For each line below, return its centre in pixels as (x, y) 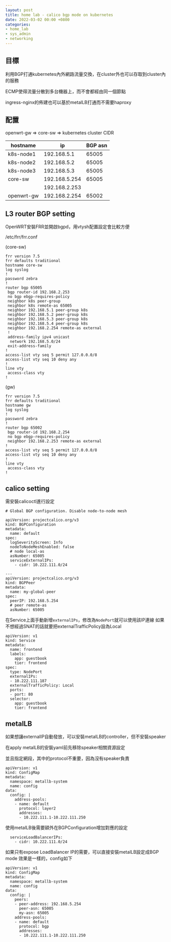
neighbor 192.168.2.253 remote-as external (55, 442)
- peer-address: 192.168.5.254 (48, 904)
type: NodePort (26, 672)
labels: (18, 654)
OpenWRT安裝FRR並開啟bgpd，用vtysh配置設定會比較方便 (67, 227)
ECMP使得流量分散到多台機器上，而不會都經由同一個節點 (66, 91)
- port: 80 (22, 695)
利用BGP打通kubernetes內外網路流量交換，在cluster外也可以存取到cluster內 (86, 74)
